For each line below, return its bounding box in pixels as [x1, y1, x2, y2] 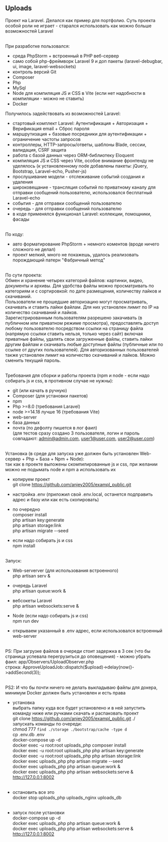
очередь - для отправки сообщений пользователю [12, 205, 122, 211]
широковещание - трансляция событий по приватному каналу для [12, 184, 156, 190]
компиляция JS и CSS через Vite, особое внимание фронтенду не [12, 158, 154, 164]
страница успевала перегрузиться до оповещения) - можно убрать [5, 653, 151, 659]
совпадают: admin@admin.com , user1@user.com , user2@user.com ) [12, 435, 155, 441]
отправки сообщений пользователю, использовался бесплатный [12, 189, 152, 195]
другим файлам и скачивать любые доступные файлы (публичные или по [5, 341, 163, 347]
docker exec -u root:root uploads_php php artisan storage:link [12, 753, 141, 759]
